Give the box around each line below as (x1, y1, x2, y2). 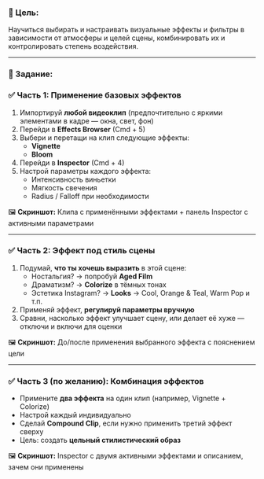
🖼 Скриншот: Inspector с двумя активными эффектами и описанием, (8, 451, 244, 461)
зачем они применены (8, 462, 84, 472)
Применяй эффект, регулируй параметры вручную (19, 304, 195, 314)
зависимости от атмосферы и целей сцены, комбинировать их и (8, 33, 225, 42)
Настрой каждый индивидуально (19, 411, 131, 420)
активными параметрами (8, 218, 94, 227)
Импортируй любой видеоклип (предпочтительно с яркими (19, 108, 223, 117)
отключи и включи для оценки (19, 322, 123, 331)
